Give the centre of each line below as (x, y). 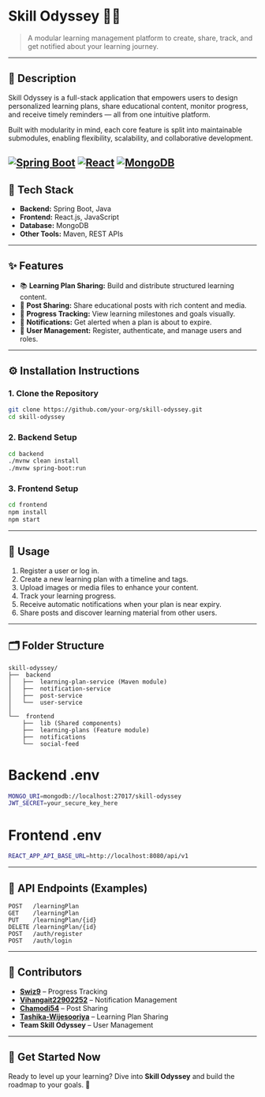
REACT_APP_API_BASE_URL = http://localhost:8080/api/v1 (99, 856)
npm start (24, 520)
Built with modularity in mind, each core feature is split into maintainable (125, 129)
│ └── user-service (45, 702)
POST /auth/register (45, 934)
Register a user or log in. (60, 571)
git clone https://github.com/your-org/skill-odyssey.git (105, 410)
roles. (29, 339)
